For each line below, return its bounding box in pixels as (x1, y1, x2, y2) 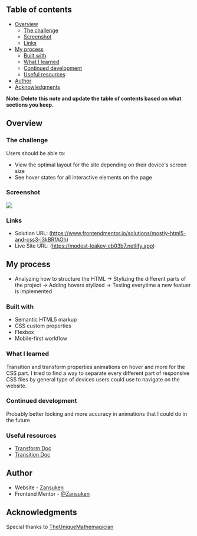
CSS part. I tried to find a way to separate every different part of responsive (6, 370, 190, 377)
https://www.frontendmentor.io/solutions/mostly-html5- (51, 230, 186, 237)
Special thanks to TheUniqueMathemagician (6, 523, 114, 530)
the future (6, 416, 31, 423)
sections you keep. (6, 101, 54, 108)
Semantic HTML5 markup (14, 316, 77, 323)
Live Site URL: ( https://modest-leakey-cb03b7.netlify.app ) (14, 242, 155, 249)
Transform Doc (14, 445, 52, 452)
